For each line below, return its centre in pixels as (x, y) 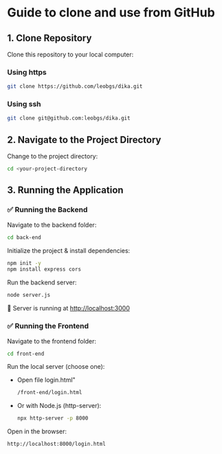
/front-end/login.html (49, 393)
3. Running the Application (65, 190)
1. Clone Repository (49, 38)
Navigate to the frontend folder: (52, 341)
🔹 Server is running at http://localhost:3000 (69, 308)
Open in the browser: (37, 431)
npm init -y (24, 263)
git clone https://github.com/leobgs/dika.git (75, 87)
